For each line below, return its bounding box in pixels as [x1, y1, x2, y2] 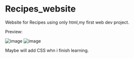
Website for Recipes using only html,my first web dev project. [5, 19, 130, 25]
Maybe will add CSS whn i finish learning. [5, 47, 89, 53]
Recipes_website [5, 3, 76, 14]
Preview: [5, 29, 23, 34]
